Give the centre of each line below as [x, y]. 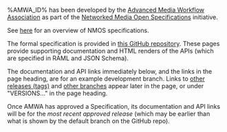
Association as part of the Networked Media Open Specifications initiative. [113, 17]
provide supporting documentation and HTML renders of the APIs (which [111, 51]
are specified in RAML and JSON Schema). [68, 58]
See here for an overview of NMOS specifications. [78, 30]
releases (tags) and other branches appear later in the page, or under [106, 86]
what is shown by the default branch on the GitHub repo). [88, 121]
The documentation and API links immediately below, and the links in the [110, 71]
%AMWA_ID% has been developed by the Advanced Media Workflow [106, 10]
